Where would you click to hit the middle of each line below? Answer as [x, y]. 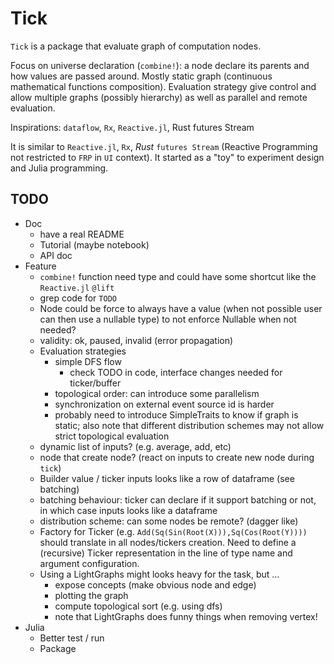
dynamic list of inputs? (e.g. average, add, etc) [135, 446]
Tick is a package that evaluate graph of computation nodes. [136, 46]
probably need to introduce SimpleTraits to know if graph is [176, 414]
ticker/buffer [95, 383]
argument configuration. [89, 563]
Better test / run [72, 638]
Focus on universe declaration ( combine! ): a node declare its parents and [160, 65]
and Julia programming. [59, 168]
